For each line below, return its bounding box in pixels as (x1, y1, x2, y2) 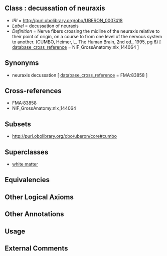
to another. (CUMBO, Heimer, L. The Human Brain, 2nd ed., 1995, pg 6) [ (12, 39, 161, 45)
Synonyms (5, 59, 39, 67)
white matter (12, 161, 39, 167)
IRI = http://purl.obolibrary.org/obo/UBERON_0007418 (12, 17, 123, 23)
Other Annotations (5, 210, 64, 218)
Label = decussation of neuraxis (12, 23, 79, 29)
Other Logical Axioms (5, 193, 74, 201)
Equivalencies (5, 176, 50, 184)
